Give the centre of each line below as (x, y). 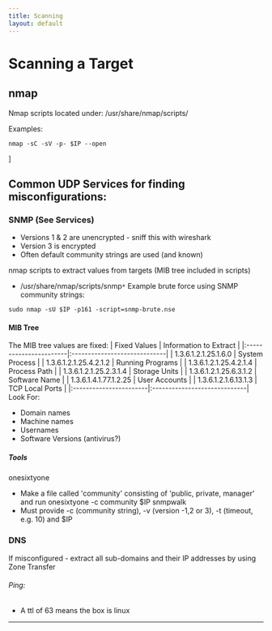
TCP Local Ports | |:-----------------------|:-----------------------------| (129, 388)
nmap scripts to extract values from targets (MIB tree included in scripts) (130, 270)
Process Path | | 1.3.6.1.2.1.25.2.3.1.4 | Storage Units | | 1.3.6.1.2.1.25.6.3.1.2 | (133, 371)
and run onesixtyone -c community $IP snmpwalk (103, 502)
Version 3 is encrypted (58, 246)
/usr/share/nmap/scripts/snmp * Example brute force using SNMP (129, 286)
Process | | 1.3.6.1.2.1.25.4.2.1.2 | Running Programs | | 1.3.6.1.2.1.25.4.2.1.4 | (133, 363)
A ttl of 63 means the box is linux (75, 610)
